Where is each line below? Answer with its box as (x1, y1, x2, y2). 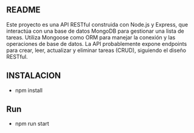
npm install (15, 86, 43, 94)
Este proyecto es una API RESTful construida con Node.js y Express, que (6, 21, 189, 28)
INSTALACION (6, 71, 61, 81)
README (6, 5, 41, 15)
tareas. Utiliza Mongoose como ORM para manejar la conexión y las (6, 33, 176, 41)
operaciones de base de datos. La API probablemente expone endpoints (6, 40, 187, 47)
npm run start (15, 120, 50, 128)
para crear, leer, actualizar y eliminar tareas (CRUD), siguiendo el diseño (6, 47, 187, 54)
